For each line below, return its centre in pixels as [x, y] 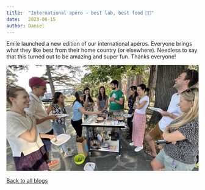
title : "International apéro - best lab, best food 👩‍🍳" [80, 13]
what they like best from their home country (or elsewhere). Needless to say [102, 50]
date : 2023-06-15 [31, 19]
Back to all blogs [27, 181]
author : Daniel [26, 26]
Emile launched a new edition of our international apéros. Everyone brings [99, 44]
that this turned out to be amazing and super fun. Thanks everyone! [91, 57]
